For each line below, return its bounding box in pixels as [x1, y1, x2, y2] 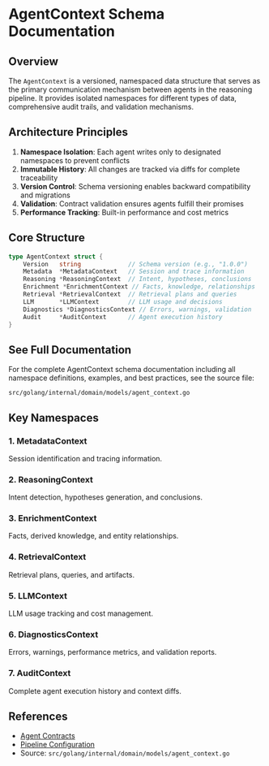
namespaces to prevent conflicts [19, 155, 130, 165]
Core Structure [8, 231, 85, 245]
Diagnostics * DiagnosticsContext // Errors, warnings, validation [23, 305, 252, 314]
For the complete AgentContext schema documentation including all [8, 365, 237, 374]
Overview [8, 54, 59, 68]
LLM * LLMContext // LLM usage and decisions [23, 297, 223, 305]
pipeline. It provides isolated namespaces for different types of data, [8, 93, 237, 102]
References [8, 710, 68, 724]
